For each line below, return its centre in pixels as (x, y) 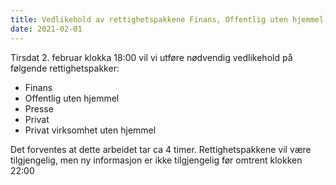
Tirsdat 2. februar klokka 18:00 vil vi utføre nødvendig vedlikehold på (151, 57)
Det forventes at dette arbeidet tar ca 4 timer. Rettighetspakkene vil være (161, 149)
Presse (39, 108)
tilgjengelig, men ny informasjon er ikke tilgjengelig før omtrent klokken (156, 160)
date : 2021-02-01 (46, 29)
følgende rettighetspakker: (65, 68)
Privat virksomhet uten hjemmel (90, 130)
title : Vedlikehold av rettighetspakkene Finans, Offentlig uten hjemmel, (169, 19)
